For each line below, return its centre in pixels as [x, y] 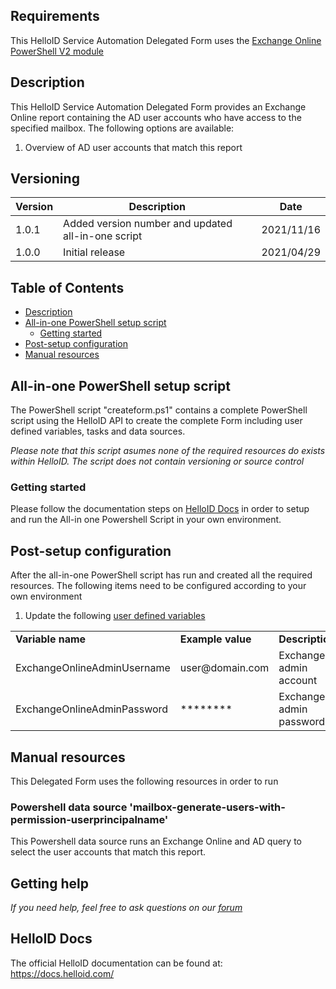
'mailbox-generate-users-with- [207, 807]
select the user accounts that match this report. [108, 852]
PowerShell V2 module [57, 51]
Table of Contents [67, 287]
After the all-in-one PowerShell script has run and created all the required [161, 575]
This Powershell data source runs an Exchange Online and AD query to [156, 841]
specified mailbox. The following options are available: [122, 128]
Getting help [49, 883]
